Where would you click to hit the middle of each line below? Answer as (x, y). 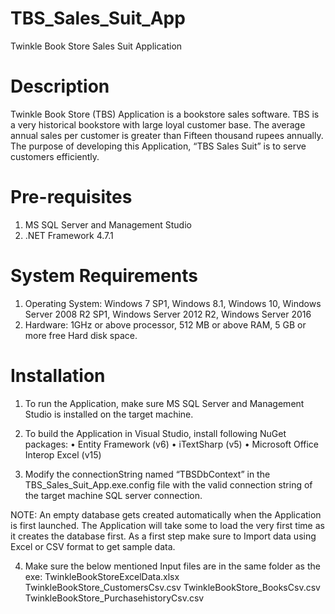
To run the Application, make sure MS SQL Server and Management (164, 403)
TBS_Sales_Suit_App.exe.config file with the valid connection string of (168, 484)
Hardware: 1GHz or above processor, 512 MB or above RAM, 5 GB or (165, 324)
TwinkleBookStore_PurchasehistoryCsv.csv (114, 598)
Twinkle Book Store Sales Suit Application (96, 46)
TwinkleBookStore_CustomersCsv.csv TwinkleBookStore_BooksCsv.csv (172, 587)
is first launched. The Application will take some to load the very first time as (167, 525)
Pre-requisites (71, 197)
